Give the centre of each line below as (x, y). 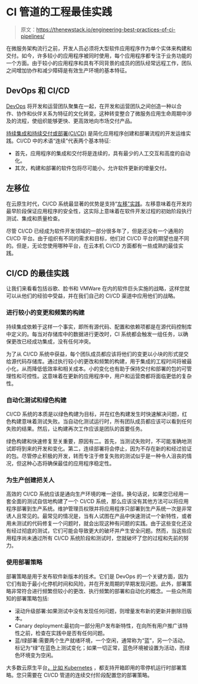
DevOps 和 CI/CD (38, 91)
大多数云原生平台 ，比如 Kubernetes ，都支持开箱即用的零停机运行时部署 (94, 668)
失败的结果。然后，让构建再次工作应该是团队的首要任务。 (76, 428)
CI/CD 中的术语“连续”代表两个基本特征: (63, 141)
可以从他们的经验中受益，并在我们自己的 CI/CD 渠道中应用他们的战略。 (92, 296)
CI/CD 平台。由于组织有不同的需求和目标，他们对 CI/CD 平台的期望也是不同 (98, 238)
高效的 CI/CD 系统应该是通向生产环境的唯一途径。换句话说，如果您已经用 (95, 494)
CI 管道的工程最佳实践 (59, 12)
